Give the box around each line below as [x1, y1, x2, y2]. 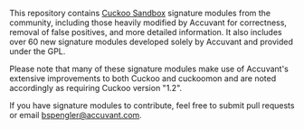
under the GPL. [9, 46, 66, 57]
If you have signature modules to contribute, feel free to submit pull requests [9, 100, 295, 111]
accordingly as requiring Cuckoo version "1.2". [9, 83, 183, 93]
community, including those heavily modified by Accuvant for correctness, [9, 17, 288, 28]
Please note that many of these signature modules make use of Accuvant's [9, 63, 290, 74]
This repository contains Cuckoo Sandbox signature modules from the [9, 8, 271, 18]
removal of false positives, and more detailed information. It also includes [9, 27, 282, 37]
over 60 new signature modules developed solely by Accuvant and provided [9, 36, 294, 47]
